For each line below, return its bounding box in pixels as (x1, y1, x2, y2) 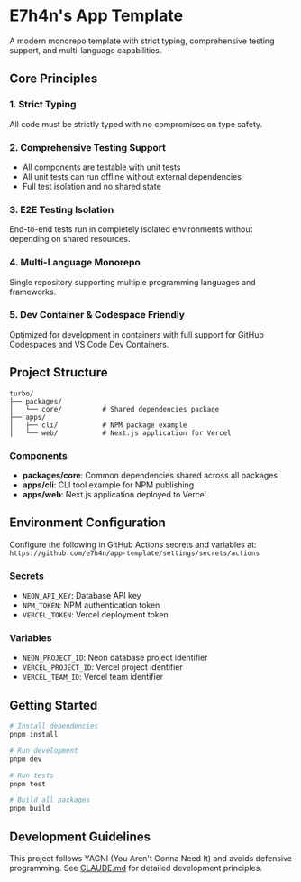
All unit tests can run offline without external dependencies (22, 171, 242, 181)
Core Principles (9, 71, 98, 87)
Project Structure (9, 365, 108, 380)
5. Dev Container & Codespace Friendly (9, 309, 185, 321)
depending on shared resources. (9, 234, 131, 245)
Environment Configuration (9, 515, 166, 531)
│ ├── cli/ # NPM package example (9, 421, 187, 430)
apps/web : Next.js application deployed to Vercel (22, 488, 207, 499)
